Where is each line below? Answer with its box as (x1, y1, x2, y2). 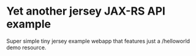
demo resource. (6, 44, 47, 51)
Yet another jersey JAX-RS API (6, 4, 165, 18)
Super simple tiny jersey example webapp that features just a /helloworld (6, 37, 190, 44)
